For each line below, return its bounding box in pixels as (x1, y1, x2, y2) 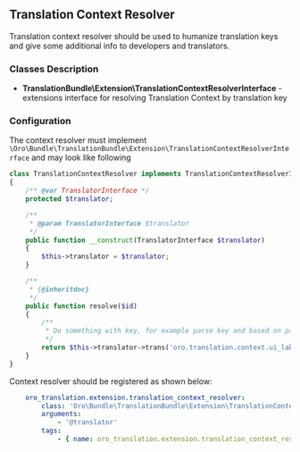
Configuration (9, 115, 71, 128)
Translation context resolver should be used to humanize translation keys (9, 30, 279, 41)
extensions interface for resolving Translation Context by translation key (21, 93, 287, 104)
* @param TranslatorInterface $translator (29, 219, 190, 228)
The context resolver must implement (9, 135, 147, 146)
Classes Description (9, 63, 99, 75)
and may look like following (30, 152, 131, 163)
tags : (41, 426, 62, 436)
